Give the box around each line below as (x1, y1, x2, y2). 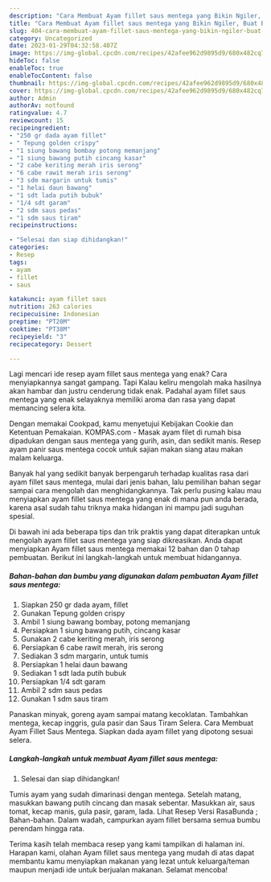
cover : (9, 86, 31, 95)
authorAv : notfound (9, 101, 75, 109)
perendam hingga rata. (9, 824, 85, 834)
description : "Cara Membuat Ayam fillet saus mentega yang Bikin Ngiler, (9, 11, 262, 20)
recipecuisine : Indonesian (9, 311, 100, 319)
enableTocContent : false (9, 72, 92, 80)
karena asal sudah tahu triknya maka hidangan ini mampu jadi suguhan (9, 503, 244, 513)
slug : (9, 27, 27, 35)
